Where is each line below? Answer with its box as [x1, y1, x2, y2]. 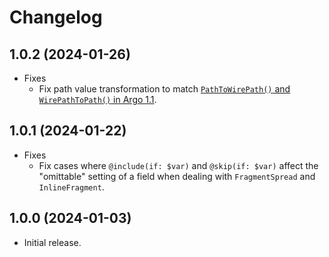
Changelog [9, 6, 103, 29]
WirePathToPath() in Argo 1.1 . [38, 94, 157, 105]
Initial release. [23, 236, 82, 248]
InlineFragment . [38, 181, 105, 193]
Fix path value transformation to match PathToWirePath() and [38, 83, 291, 95]
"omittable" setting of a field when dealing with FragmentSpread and [38, 170, 316, 182]
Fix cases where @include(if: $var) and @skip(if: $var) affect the [38, 159, 319, 171]
